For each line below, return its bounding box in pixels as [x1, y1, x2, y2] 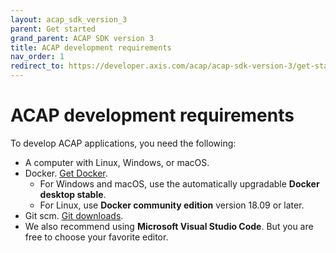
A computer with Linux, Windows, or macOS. [24, 156, 210, 168]
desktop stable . [39, 188, 107, 200]
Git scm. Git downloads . [24, 209, 124, 221]
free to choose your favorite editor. [24, 231, 169, 243]
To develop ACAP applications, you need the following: [10, 137, 237, 149]
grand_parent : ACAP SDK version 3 [10, 33, 155, 43]
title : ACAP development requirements [10, 42, 172, 53]
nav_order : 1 [10, 52, 65, 62]
